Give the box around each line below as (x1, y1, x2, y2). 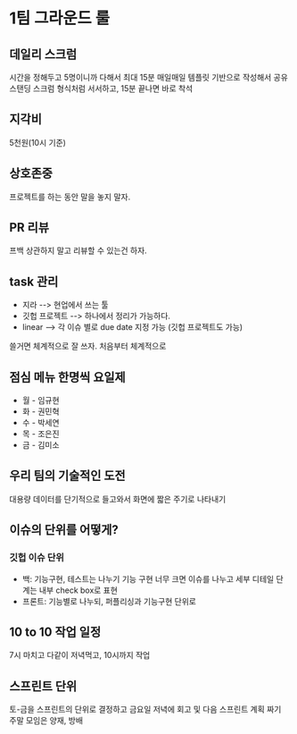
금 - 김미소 (21, 440, 60, 451)
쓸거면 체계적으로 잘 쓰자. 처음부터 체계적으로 (9, 341, 167, 351)
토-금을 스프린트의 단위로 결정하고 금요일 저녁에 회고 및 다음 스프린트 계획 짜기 (9, 704, 282, 715)
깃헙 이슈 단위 (9, 552, 65, 564)
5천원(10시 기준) (9, 137, 67, 148)
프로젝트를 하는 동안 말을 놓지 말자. (9, 191, 131, 202)
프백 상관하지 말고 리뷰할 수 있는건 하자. (9, 245, 147, 256)
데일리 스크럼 (9, 46, 78, 62)
